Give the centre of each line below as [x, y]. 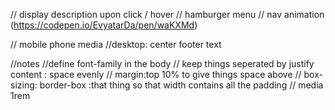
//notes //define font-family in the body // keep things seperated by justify [162, 63]
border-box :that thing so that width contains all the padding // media [181, 85]
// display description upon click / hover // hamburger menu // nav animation [167, 14]
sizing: [24, 85]
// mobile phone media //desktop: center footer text [116, 44]
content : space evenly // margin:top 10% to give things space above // [156, 74]
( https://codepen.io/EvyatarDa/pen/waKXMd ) [104, 25]
